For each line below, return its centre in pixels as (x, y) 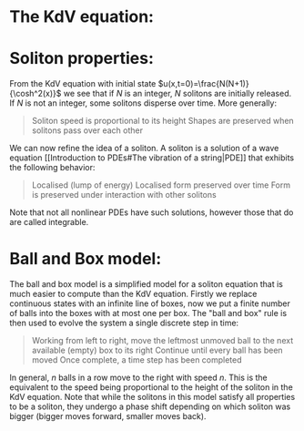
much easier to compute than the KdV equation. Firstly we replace (133, 294)
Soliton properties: (82, 59)
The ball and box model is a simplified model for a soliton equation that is (147, 284)
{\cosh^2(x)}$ (35, 94)
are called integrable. (49, 222)
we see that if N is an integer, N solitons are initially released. (177, 94)
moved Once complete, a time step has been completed (137, 360)
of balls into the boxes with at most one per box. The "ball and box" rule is (148, 313)
